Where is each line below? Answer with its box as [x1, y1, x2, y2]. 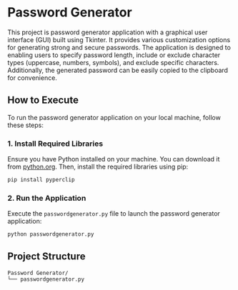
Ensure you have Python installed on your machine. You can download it [7, 155, 220, 164]
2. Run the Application [7, 193, 86, 203]
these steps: [7, 121, 44, 129]
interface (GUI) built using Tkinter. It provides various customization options [7, 35, 231, 44]
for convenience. [7, 73, 57, 82]
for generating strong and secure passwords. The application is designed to [7, 43, 231, 51]
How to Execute [7, 94, 79, 106]
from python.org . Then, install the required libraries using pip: [7, 162, 189, 171]
